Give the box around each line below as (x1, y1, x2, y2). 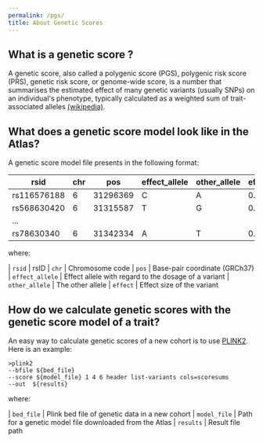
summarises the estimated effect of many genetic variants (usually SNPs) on (8, 86, 255, 95)
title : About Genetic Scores (8, 19, 103, 27)
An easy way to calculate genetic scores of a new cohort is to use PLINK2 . (8, 335, 249, 346)
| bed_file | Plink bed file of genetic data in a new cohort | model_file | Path (8, 409, 253, 419)
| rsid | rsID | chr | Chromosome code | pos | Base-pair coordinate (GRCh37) (8, 264, 254, 273)
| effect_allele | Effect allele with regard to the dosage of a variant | (8, 272, 229, 281)
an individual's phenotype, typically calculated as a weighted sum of (8, 93, 229, 103)
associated (8, 102, 44, 112)
